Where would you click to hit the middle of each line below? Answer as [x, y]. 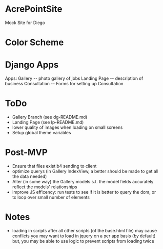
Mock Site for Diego [25, 23]
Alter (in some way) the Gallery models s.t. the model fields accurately [83, 181]
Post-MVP [26, 152]
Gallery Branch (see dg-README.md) [50, 117]
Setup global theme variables [41, 133]
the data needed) [30, 176]
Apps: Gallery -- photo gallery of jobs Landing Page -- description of [74, 78]
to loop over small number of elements [51, 197]
